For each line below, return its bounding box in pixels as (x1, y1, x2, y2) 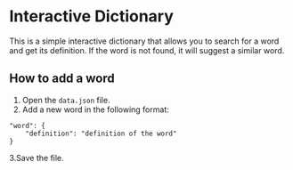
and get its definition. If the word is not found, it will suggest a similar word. (9, 45, 285, 55)
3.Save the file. (9, 152, 64, 163)
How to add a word (9, 71, 115, 86)
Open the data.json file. (21, 94, 110, 105)
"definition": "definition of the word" (25, 129, 177, 138)
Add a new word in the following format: (21, 104, 169, 115)
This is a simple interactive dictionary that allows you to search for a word (9, 36, 280, 46)
